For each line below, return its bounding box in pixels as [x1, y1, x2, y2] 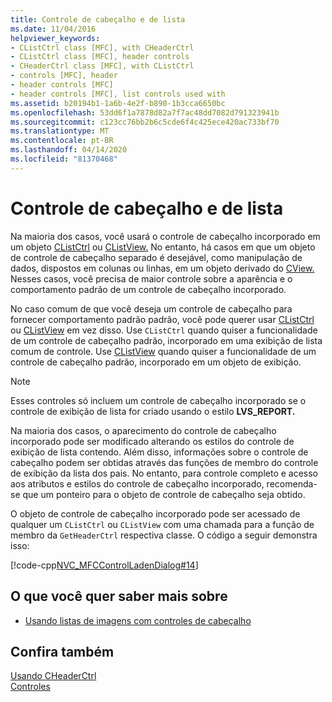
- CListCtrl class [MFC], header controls [10, 52, 190, 62]
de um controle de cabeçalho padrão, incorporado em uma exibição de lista [10, 334, 323, 346]
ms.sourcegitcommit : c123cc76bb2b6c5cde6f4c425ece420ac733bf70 [10, 117, 280, 127]
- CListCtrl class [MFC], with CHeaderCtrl [10, 42, 195, 53]
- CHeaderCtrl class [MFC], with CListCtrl [10, 61, 195, 71]
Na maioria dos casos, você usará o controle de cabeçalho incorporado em [10, 230, 321, 242]
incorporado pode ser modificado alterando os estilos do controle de [10, 435, 295, 447]
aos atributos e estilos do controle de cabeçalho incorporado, [10, 477, 265, 490]
